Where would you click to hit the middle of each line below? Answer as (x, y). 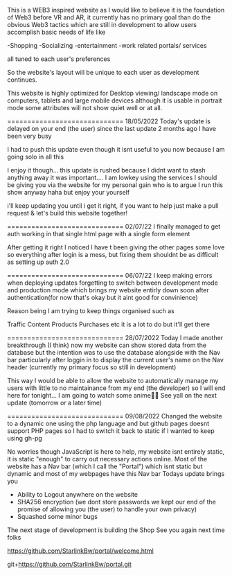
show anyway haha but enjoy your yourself (69, 192)
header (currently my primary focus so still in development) (92, 367)
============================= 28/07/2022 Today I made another (115, 338)
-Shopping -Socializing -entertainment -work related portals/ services (107, 45)
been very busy (29, 136)
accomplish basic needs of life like (56, 32)
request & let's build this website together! (68, 213)
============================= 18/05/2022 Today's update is (109, 121)
